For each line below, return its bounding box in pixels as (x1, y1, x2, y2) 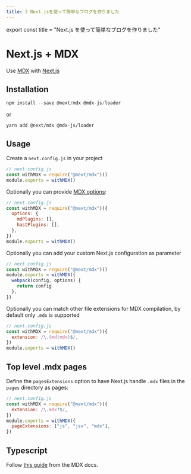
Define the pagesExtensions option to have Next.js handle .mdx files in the (6, 378, 186, 384)
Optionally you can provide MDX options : (6, 188, 107, 195)
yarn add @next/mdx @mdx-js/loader (6, 123, 95, 129)
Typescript (6, 445, 48, 455)
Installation (6, 84, 49, 94)
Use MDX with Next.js (6, 67, 60, 74)
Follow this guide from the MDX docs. (6, 461, 98, 468)
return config (17, 283, 52, 289)
